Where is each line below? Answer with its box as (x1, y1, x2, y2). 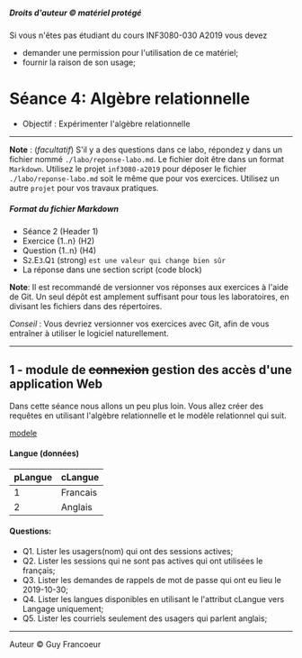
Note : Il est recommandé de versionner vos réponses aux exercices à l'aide (9, 281, 289, 292)
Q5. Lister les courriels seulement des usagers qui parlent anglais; (22, 613, 268, 624)
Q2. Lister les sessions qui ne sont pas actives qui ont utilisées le (22, 555, 263, 567)
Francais (60, 486, 98, 498)
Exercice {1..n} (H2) (22, 235, 95, 246)
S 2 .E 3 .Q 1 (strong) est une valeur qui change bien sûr (22, 254, 226, 265)
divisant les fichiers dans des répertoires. (9, 300, 163, 311)
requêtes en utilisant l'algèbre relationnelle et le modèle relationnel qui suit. (9, 410, 288, 421)
